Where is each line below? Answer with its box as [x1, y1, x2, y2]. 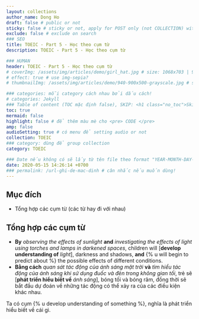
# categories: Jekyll [6, 96, 60, 103]
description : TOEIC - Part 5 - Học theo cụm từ [6, 47, 126, 53]
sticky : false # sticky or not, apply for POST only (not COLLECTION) [6, 25, 184, 31]
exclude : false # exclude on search [6, 31, 97, 37]
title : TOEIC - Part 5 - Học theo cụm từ [6, 42, 110, 48]
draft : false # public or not [6, 20, 81, 25]
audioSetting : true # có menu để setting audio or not [6, 129, 147, 135]
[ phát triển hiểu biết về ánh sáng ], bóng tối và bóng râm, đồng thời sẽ [14, 276, 187, 283]
